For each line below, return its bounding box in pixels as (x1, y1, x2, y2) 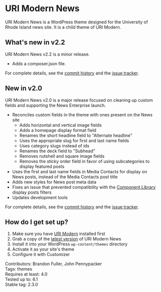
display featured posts (19, 164, 65, 169)
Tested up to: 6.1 (5, 276, 38, 282)
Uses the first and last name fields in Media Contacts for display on (12, 168, 147, 174)
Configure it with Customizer (12, 252, 70, 257)
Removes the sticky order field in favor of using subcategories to (19, 158, 150, 164)
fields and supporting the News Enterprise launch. (5, 102, 106, 108)
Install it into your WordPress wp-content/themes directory (12, 241, 128, 247)
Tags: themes (5, 266, 33, 272)
